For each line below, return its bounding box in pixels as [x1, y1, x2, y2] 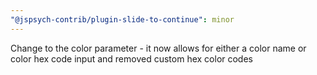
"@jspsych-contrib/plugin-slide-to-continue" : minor [10, 14, 235, 25]
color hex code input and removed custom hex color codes [10, 52, 253, 65]
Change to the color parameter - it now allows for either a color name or [10, 42, 307, 54]
